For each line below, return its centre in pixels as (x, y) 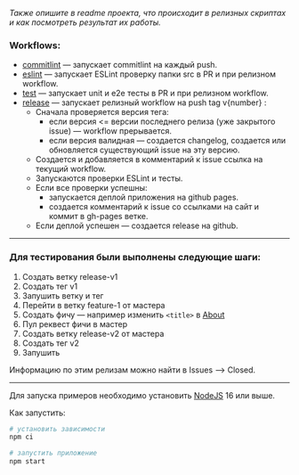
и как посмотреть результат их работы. (85, 22)
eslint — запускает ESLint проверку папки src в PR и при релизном (149, 74)
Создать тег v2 (51, 343)
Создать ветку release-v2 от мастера (93, 333)
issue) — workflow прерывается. (110, 131)
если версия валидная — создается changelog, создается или (167, 141)
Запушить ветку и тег (63, 295)
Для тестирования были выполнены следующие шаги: (135, 258)
